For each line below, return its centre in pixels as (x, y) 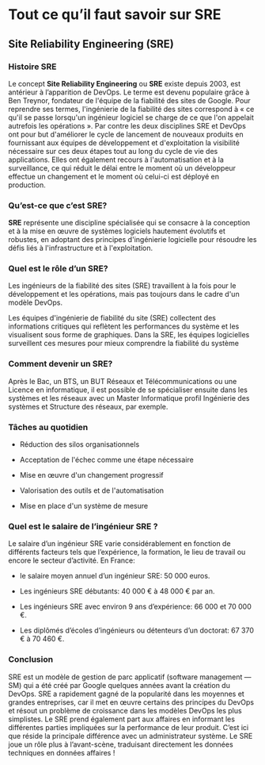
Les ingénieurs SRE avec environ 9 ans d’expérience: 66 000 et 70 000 (135, 607)
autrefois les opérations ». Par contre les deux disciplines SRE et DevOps (127, 125)
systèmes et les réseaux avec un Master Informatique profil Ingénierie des (129, 398)
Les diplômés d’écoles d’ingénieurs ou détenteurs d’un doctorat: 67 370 (137, 630)
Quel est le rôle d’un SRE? (58, 269)
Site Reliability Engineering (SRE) (91, 44)
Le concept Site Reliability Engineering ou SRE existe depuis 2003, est (125, 83)
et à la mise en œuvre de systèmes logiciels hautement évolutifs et (117, 231)
